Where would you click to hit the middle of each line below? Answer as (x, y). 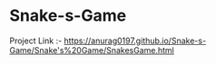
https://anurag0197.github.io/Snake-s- (135, 41)
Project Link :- (36, 41)
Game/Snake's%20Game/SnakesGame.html (92, 50)
